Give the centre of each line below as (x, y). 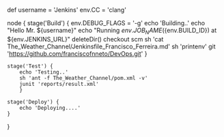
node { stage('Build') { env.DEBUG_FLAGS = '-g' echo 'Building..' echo (106, 23)
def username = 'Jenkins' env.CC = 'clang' (67, 10)
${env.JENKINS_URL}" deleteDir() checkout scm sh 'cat (85, 39)
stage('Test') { (30, 66)
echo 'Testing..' (44, 72)
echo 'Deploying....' (50, 108)
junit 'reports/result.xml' (59, 84)
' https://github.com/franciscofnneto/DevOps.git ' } (77, 53)
